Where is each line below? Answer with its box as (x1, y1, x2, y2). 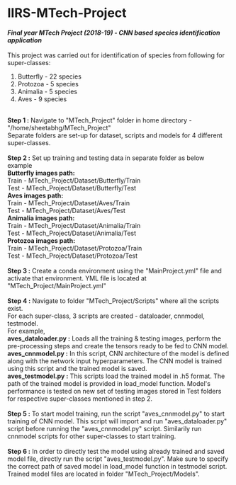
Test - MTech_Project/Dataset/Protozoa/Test (7, 251, 138, 260)
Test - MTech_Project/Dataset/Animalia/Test (7, 229, 137, 237)
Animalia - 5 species (17, 87, 78, 96)
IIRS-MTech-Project (7, 5, 127, 21)
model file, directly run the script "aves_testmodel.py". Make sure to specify (7, 455, 229, 463)
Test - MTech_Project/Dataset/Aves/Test (7, 206, 126, 215)
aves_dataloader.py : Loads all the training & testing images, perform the (7, 334, 222, 343)
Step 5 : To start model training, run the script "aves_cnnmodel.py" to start (7, 409, 225, 418)
